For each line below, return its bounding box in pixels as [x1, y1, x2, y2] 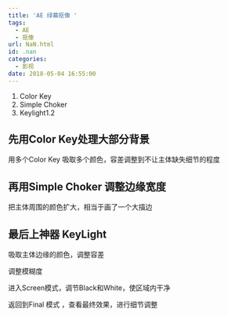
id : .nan [8, 48, 37, 56]
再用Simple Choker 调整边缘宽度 [8, 180, 167, 193]
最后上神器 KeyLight [8, 227, 107, 241]
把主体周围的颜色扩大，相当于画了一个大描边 [8, 202, 153, 212]
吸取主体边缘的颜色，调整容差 [8, 250, 104, 260]
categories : [8, 56, 47, 64]
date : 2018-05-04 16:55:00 [8, 70, 96, 78]
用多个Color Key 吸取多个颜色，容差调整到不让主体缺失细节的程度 [8, 154, 221, 165]
